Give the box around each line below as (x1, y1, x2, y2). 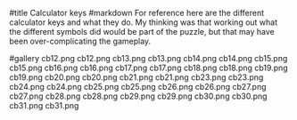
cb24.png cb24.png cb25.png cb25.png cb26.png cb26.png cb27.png (9, 82, 267, 92)
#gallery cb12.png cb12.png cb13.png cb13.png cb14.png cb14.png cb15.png (9, 53, 288, 63)
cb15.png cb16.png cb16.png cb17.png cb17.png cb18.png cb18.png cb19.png (9, 62, 288, 73)
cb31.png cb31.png (9, 100, 79, 110)
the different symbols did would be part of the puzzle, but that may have (9, 27, 275, 36)
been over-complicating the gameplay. (9, 36, 152, 46)
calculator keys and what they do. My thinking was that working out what (9, 17, 278, 28)
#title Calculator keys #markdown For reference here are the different (9, 8, 265, 18)
